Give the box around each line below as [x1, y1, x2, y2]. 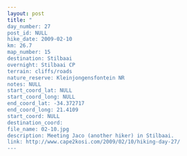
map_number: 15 [7, 49, 51, 56]
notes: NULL [7, 81, 41, 88]
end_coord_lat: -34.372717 [7, 100, 85, 107]
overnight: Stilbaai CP [7, 61, 76, 68]
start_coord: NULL [7, 113, 60, 119]
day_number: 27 [7, 23, 51, 30]
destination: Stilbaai [7, 55, 72, 62]
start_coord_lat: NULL [7, 87, 72, 94]
